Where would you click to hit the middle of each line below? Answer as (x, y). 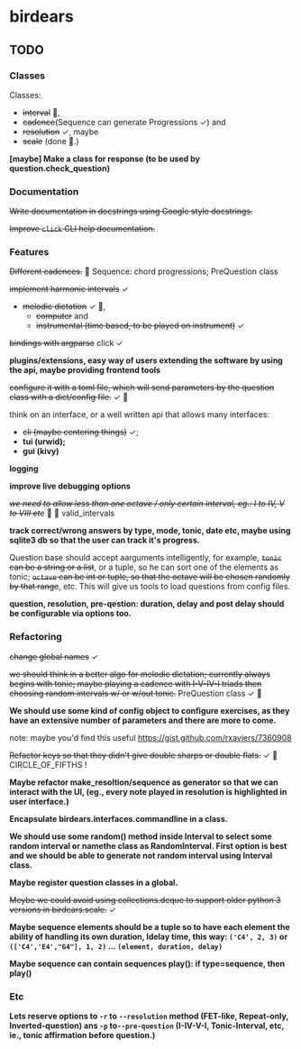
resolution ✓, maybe (60, 132)
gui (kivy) (41, 452)
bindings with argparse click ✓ (66, 343)
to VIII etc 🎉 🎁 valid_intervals (62, 513)
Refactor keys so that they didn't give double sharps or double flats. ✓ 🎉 (143, 755)
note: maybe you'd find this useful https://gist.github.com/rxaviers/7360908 (150, 737)
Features (29, 252)
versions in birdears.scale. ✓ (63, 909)
